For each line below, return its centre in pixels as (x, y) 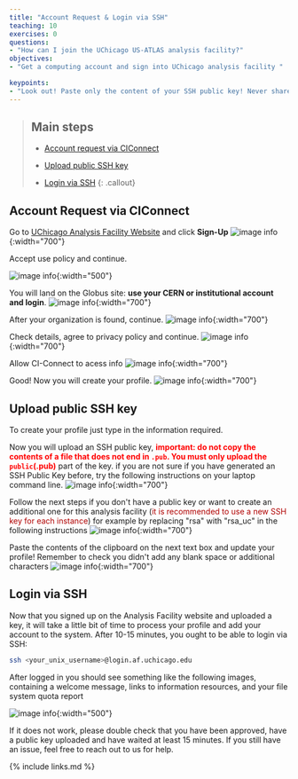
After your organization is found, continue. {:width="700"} (139, 319)
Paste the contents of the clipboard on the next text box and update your (142, 547)
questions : (29, 42)
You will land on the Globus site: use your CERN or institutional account (141, 293)
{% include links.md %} (52, 766)
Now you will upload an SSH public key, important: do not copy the (133, 447)
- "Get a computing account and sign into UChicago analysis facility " (146, 67)
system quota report (47, 696)
